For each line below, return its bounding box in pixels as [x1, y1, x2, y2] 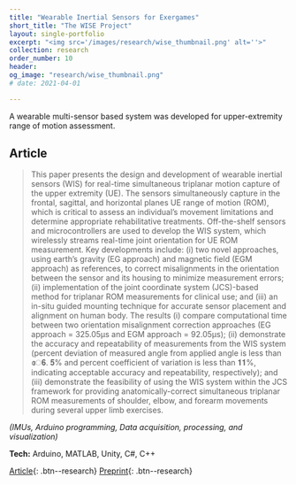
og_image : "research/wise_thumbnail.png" [9, 71, 164, 80]
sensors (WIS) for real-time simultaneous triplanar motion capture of [30, 179, 281, 189]
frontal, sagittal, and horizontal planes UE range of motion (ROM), [30, 197, 269, 208]
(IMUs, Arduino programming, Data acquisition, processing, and [9, 422, 243, 433]
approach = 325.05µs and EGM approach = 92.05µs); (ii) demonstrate [30, 329, 286, 340]
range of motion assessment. [9, 120, 116, 131]
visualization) [9, 431, 59, 443]
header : [9, 63, 38, 72]
